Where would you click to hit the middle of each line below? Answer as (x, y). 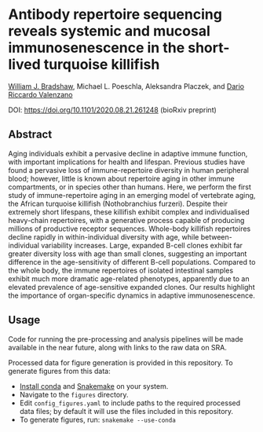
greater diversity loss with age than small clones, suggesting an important (128, 254)
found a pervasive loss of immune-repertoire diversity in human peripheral (129, 170)
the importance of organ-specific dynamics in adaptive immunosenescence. (131, 295)
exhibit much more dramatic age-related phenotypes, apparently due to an (129, 278)
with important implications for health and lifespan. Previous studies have (127, 162)
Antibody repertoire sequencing (115, 15)
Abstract (30, 135)
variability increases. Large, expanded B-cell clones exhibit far (142, 245)
